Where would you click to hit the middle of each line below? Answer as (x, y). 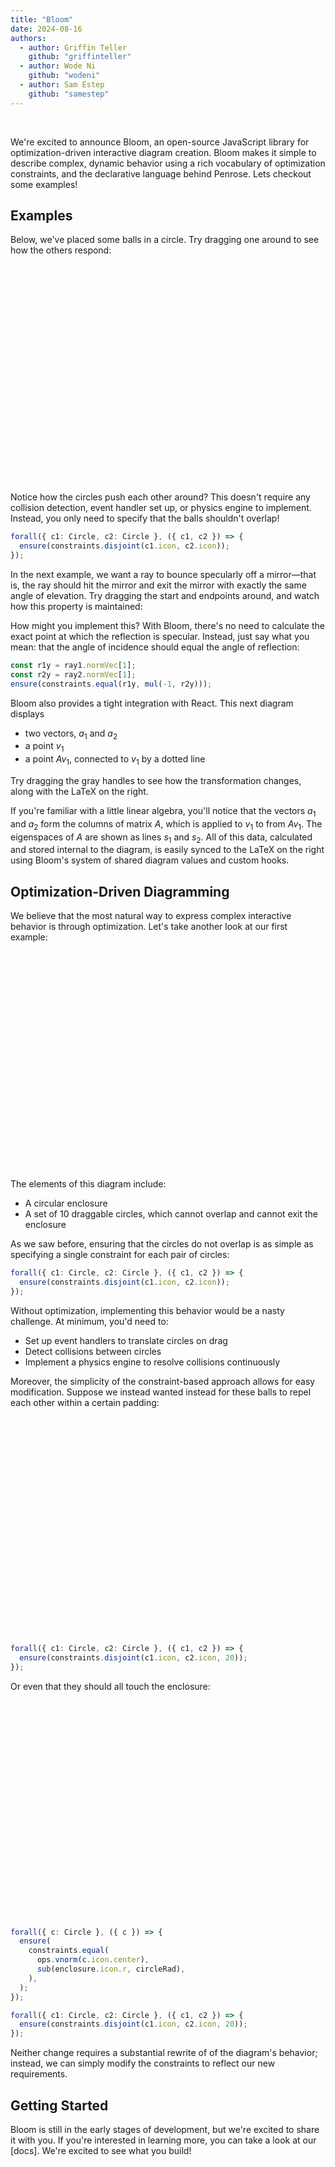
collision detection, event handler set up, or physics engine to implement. (161, 508)
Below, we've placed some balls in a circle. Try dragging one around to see (165, 240)
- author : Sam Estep (62, 85)
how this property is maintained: (76, 607)
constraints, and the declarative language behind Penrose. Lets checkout (161, 173)
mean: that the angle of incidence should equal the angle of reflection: (155, 647)
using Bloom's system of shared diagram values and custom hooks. (150, 860)
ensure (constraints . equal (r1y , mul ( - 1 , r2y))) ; (111, 684)
